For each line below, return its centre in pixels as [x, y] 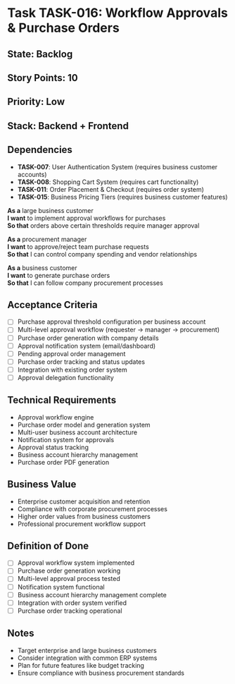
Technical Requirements [62, 400]
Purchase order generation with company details [88, 338]
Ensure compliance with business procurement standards [101, 673]
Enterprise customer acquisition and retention [84, 501]
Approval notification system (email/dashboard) [87, 346]
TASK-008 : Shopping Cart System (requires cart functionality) [108, 182]
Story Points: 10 [43, 78]
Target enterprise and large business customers [87, 650]
